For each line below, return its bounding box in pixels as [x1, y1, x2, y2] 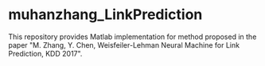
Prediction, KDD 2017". [8, 49, 83, 58]
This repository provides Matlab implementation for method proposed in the [8, 32, 257, 41]
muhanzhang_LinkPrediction [8, 6, 203, 24]
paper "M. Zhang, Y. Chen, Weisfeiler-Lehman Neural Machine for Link [8, 40, 240, 49]
